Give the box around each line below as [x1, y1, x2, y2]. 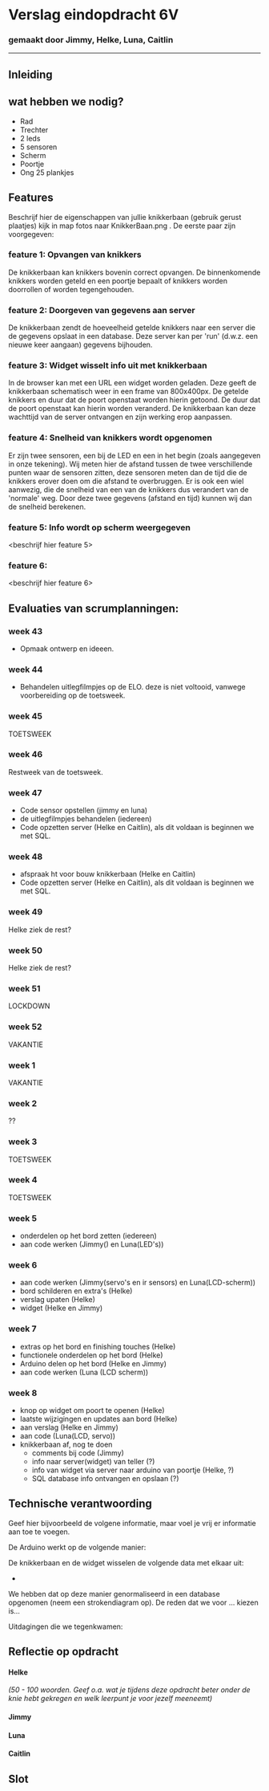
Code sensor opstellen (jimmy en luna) [19, 805, 148, 816]
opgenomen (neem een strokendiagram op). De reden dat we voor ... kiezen [8, 1598, 259, 1607]
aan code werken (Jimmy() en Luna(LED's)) [19, 1239, 164, 1249]
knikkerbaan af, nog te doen [19, 1439, 113, 1450]
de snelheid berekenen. [8, 502, 86, 511]
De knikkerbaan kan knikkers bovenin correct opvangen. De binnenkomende [8, 267, 261, 277]
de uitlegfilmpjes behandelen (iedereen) [19, 814, 152, 824]
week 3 [8, 1136, 38, 1147]
